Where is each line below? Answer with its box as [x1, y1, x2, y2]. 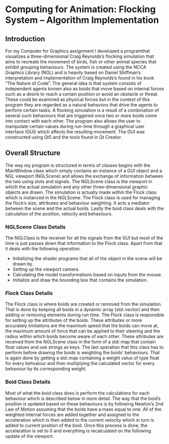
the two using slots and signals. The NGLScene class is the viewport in [5, 178, 152, 184]
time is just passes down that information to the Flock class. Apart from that [5, 240, 162, 246]
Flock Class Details [5, 290, 53, 297]
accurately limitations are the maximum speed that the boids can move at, [5, 323, 159, 329]
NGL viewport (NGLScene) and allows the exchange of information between [5, 173, 163, 179]
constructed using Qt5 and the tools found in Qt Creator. [5, 134, 122, 140]
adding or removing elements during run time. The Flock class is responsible [5, 312, 164, 318]
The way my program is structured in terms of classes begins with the [5, 162, 151, 168]
